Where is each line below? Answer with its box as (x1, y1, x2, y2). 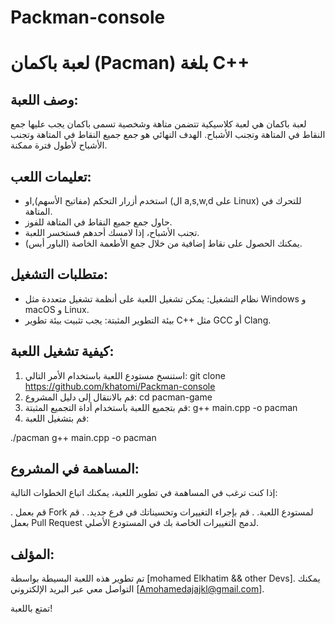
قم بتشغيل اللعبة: (24, 412, 90, 424)
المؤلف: (10, 546, 55, 563)
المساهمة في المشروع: (10, 461, 140, 478)
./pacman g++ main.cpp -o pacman (10, 431, 157, 443)
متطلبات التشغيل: (10, 266, 108, 283)
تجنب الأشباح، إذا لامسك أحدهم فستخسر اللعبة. (24, 227, 200, 238)
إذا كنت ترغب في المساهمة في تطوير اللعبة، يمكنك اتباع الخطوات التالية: (10, 487, 278, 499)
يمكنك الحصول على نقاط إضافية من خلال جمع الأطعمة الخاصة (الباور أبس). (24, 237, 303, 249)
